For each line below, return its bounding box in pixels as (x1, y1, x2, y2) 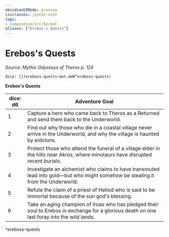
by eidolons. (27, 137, 56, 144)
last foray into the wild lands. (27, 213, 95, 220)
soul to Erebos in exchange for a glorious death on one (27, 207, 156, 214)
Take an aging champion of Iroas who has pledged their (27, 201, 158, 208)
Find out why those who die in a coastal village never (27, 124, 152, 131)
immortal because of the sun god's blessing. (27, 193, 132, 200)
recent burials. (27, 157, 61, 165)
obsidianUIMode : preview (5, 7, 57, 13)
